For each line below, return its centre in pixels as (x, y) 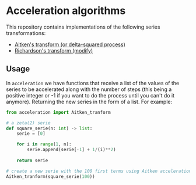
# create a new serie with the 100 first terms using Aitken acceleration (99, 171)
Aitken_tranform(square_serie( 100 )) (50, 176)
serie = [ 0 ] (31, 134)
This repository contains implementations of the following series (83, 27)
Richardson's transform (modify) (54, 50)
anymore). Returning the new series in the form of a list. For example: (89, 102)
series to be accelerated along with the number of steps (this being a (89, 89)
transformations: (26, 33)
